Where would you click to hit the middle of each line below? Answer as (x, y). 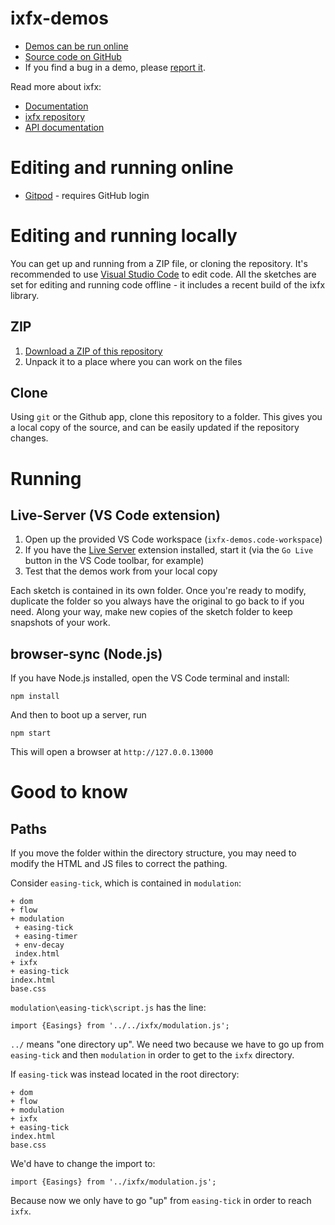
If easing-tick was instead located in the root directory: (125, 1074)
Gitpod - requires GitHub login (87, 195)
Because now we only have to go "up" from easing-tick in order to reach (161, 1201)
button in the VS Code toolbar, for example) (114, 561)
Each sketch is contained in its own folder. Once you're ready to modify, (158, 591)
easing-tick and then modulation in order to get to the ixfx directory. (152, 1055)
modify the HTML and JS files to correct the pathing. (119, 864)
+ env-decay (39, 945)
